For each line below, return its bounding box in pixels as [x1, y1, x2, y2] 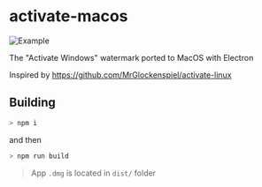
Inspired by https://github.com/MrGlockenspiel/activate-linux [9, 69, 232, 80]
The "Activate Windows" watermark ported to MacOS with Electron [9, 52, 254, 63]
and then [9, 134, 42, 145]
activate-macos [9, 6, 128, 26]
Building [9, 95, 56, 110]
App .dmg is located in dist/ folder [30, 168, 157, 178]
